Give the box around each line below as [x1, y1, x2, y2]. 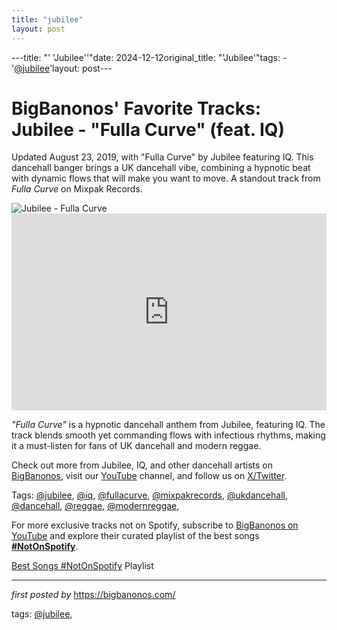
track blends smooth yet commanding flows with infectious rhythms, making [11, 429, 326, 441]
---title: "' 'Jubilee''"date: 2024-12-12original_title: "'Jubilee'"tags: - [11, 51, 288, 63]
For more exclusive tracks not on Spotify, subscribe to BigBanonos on [11, 519, 299, 531]
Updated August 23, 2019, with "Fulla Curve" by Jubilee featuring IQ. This [11, 151, 314, 163]
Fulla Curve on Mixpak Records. [11, 183, 143, 195]
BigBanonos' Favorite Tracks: [11, 97, 262, 120]
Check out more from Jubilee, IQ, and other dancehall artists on [11, 459, 273, 471]
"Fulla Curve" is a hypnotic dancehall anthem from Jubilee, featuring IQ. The [11, 419, 326, 431]
